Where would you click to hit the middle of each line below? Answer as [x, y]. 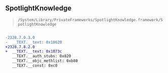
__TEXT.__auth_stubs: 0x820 [41, 56]
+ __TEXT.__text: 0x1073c [34, 52]
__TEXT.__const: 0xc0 [35, 66]
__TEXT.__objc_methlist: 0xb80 [45, 61]
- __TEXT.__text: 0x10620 [34, 42]
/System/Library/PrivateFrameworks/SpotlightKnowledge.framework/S [90, 20]
